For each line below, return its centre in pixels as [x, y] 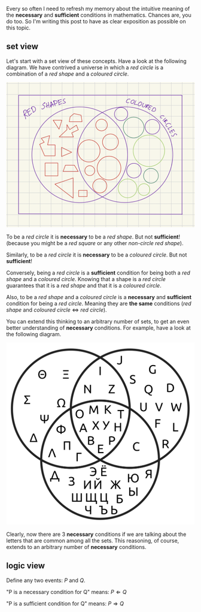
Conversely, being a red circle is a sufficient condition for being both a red [98, 273]
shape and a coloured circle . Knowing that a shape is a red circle [86, 279]
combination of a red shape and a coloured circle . [68, 74]
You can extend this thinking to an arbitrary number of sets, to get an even [98, 322]
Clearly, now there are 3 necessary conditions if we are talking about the [96, 534]
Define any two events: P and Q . [46, 580]
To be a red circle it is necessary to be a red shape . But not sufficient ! [93, 237]
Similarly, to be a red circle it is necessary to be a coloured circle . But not [97, 255]
